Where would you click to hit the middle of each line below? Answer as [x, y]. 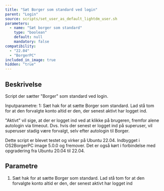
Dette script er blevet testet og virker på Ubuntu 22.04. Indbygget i [72, 140]
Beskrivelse [24, 84]
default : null [28, 37]
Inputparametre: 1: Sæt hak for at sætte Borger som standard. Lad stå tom [80, 106]
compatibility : [21, 46]
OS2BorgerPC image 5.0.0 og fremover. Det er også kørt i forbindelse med [80, 145]
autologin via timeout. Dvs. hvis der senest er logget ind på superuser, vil [79, 125]
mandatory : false [32, 42]
